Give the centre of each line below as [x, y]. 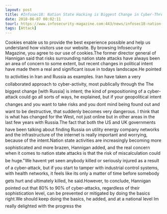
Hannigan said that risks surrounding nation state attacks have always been [83, 58]
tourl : [12, 24]
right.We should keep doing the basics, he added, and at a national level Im [82, 199]
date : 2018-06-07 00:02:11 [33, 19]
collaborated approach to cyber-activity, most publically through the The [80, 84]
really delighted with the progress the [43, 206]
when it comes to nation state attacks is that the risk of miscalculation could [83, 153]
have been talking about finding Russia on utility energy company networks [82, 129]
